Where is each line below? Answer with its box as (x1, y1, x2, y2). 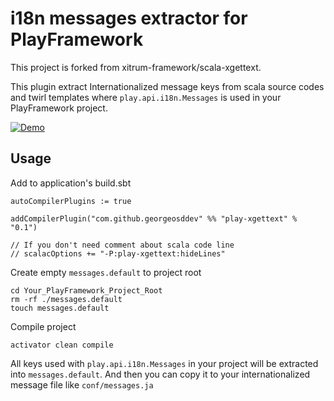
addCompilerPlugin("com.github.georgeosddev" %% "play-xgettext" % (10, 213, 298, 224)
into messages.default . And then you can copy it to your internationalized (10, 368, 311, 380)
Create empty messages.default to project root (10, 266, 202, 278)
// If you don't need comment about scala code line (10, 240, 235, 250)
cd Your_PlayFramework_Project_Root (10, 285, 163, 296)
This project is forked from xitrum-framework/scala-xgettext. (10, 61, 262, 73)
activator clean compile (10, 340, 114, 350)
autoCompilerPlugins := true (10, 196, 132, 206)
